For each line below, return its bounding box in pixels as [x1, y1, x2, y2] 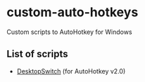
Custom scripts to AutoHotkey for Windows [6, 28, 132, 36]
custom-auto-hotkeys [6, 4, 139, 20]
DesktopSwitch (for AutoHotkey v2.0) [16, 66, 126, 75]
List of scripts [6, 48, 68, 60]
